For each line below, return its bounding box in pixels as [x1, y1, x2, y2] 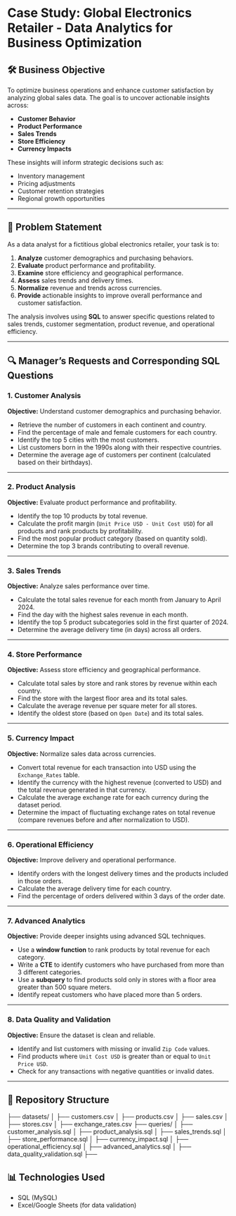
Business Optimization [7, 35, 143, 51]
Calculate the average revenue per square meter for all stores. [17, 702, 198, 710]
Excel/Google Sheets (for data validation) [17, 1201, 137, 1210]
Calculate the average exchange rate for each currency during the [17, 793, 209, 801]
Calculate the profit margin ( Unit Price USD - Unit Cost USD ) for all [17, 519, 214, 528]
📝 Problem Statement [7, 221, 103, 233]
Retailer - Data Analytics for [7, 20, 173, 36]
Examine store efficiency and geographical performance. [17, 268, 184, 277]
